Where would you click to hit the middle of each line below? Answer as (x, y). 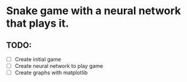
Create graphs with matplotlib (51, 73)
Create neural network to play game (59, 66)
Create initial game (38, 59)
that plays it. (38, 23)
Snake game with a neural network (94, 11)
